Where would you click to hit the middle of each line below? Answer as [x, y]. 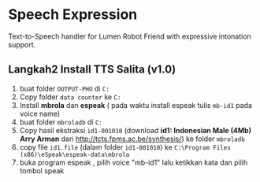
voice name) [40, 113]
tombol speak [42, 170]
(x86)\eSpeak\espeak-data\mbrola [74, 154]
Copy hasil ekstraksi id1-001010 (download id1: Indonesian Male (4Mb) [136, 130]
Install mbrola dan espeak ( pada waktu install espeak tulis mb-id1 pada [136, 105]
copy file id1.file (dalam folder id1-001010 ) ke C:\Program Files [125, 147]
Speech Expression [73, 15]
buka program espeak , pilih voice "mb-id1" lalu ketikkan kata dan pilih [134, 162]
